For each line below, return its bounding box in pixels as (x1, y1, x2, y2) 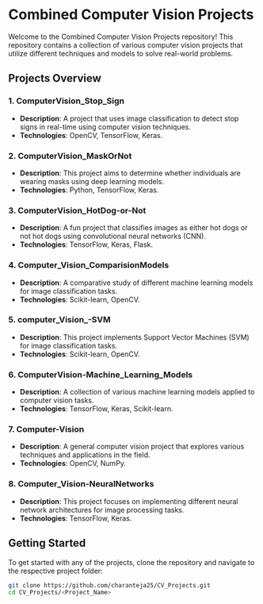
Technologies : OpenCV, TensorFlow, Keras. (19, 130, 163, 140)
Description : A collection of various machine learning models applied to (19, 387, 255, 397)
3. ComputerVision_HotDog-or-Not (8, 205, 147, 216)
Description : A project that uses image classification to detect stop (19, 113, 239, 123)
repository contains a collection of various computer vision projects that (8, 40, 243, 49)
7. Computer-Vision (8, 424, 85, 435)
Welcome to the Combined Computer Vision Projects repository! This (8, 32, 234, 41)
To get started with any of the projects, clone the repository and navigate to (8, 557, 255, 567)
